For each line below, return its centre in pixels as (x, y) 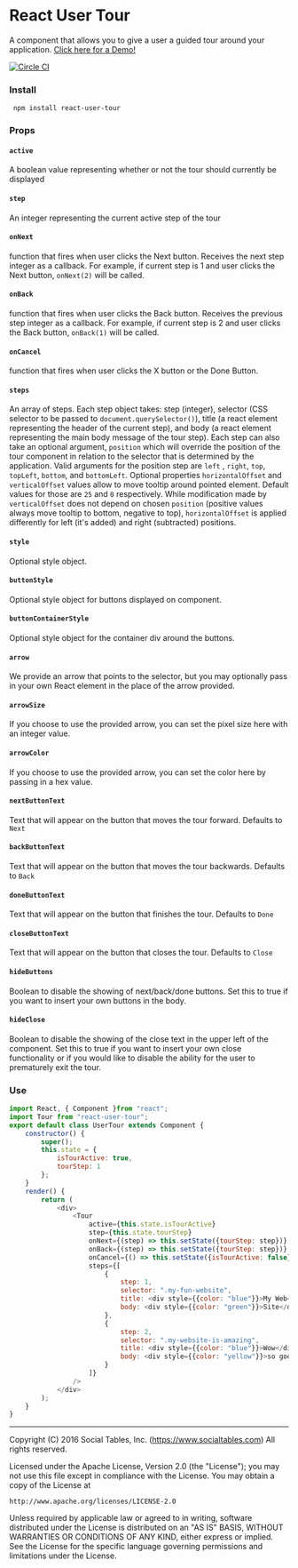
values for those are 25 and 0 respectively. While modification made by (138, 494)
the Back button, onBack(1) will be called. (84, 332)
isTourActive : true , (94, 1158)
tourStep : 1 (78, 1167)
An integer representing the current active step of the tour (115, 218)
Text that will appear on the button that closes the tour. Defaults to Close (141, 953)
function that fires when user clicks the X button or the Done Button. (134, 371)
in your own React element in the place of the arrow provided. (122, 686)
